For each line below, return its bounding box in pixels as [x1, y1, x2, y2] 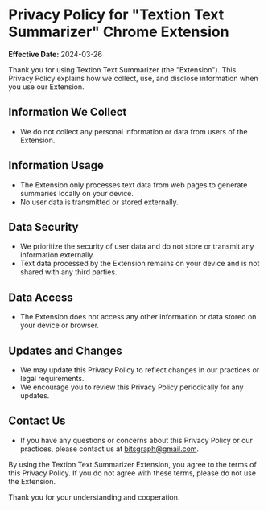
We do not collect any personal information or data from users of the [19, 126, 248, 136]
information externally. [19, 250, 95, 260]
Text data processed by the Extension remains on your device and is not [19, 259, 260, 269]
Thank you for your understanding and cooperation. [8, 492, 180, 502]
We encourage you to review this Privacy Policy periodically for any [19, 382, 244, 392]
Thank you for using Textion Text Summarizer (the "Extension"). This [8, 64, 237, 74]
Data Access [8, 290, 74, 304]
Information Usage [8, 158, 105, 172]
